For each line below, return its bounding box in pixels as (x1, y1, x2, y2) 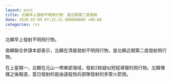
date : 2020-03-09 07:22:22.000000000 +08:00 (5, 17, 102, 22)
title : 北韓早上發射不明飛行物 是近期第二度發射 (5, 12, 98, 17)
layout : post (5, 7, 33, 13)
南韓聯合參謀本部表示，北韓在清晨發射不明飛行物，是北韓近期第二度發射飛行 (5, 47, 167, 54)
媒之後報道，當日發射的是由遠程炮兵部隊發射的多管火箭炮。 (5, 71, 131, 77)
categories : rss (5, 22, 40, 27)
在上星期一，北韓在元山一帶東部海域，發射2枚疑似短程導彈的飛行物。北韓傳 (5, 65, 165, 71)
